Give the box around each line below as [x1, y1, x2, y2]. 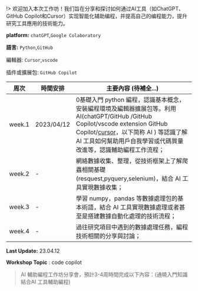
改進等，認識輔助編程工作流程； [75, 146, 165, 154]
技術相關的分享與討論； [75, 232, 141, 240]
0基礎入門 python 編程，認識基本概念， [75, 96, 185, 104]
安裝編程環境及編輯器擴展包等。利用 [75, 105, 177, 113]
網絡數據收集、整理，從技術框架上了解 [75, 157, 183, 165]
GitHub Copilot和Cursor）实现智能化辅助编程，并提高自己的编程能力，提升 [6, 12, 187, 19]
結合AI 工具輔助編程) [20, 279, 71, 285]
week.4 [9, 227, 29, 235]
